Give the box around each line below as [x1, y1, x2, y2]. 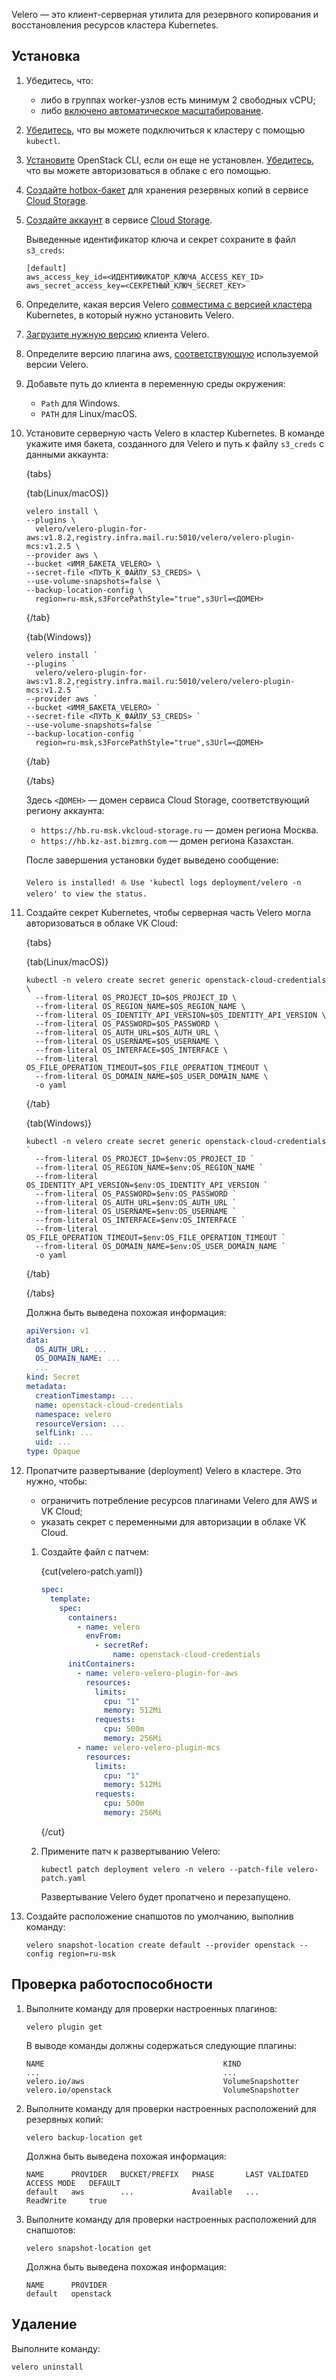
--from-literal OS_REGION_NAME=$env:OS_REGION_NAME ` [35, 1162, 264, 1173]
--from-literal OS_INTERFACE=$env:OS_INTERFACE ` [35, 1215, 246, 1225]
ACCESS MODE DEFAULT [25, 2178, 121, 2188]
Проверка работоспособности [11, 1976, 213, 1993]
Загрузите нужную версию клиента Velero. [25, 328, 210, 340]
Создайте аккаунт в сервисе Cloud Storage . [25, 214, 213, 226]
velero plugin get [25, 2022, 103, 2032]
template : [49, 1594, 91, 1604]
